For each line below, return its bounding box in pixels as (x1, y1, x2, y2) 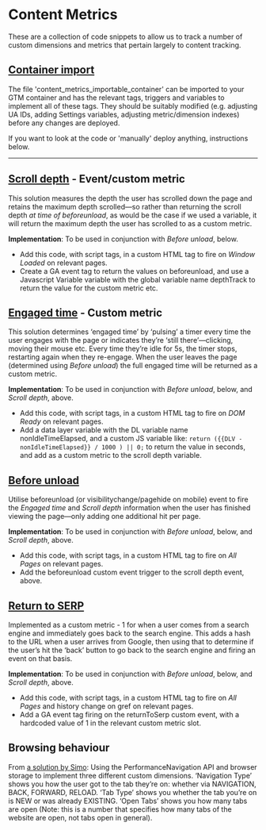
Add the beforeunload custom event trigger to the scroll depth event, (19, 567, 245, 577)
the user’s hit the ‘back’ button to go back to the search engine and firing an (8, 645, 256, 655)
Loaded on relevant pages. (19, 258, 108, 267)
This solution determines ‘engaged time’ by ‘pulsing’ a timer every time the (8, 327, 252, 336)
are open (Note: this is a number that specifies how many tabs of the (8, 804, 232, 814)
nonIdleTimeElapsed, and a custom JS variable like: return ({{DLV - (19, 434, 243, 444)
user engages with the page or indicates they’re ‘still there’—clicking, (8, 336, 234, 345)
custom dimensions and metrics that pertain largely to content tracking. (8, 40, 241, 49)
